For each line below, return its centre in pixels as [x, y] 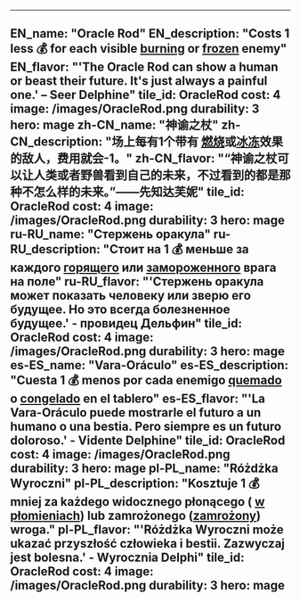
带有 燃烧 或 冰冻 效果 [229, 142]
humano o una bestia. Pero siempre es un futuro [146, 427]
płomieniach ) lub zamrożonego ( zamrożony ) [136, 516]
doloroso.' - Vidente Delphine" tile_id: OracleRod [148, 441]
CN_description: [57, 142]
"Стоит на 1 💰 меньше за [176, 249]
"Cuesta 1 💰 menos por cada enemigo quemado [146, 380]
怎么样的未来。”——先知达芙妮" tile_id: [139, 192]
